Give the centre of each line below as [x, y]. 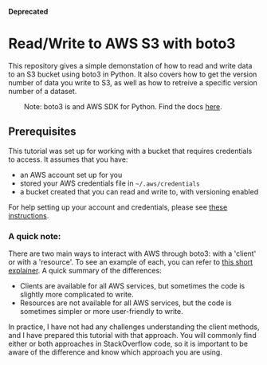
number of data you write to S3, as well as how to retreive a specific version [133, 82]
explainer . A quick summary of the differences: [85, 271]
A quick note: [35, 236]
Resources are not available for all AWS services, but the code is [126, 303]
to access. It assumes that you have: [68, 159]
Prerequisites [42, 132]
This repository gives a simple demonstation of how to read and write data [130, 65]
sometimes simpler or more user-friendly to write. [101, 312]
